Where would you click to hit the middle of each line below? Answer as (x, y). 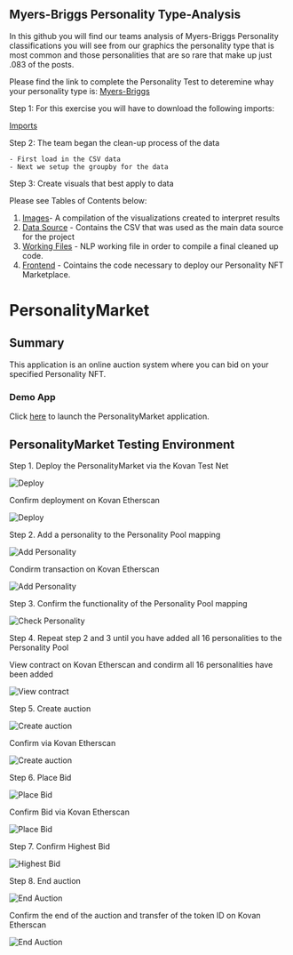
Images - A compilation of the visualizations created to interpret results (151, 218)
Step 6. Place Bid (40, 777)
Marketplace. (46, 274)
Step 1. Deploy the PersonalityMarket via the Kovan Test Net (119, 465)
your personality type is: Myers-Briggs (80, 91)
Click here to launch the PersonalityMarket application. (110, 416)
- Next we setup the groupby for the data (89, 167)
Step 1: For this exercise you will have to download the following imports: (142, 108)
